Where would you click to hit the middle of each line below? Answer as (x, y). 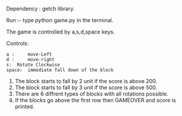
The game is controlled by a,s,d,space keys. (60, 32)
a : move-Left (29, 54)
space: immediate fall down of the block (60, 70)
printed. (25, 106)
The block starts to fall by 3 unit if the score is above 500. (86, 87)
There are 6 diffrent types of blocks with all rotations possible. (92, 94)
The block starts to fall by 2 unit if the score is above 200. (86, 81)
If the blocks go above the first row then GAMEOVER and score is (95, 100)
